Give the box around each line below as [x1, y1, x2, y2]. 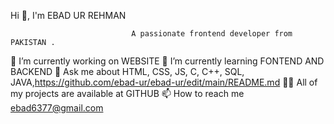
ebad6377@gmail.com [10, 102, 104, 114]
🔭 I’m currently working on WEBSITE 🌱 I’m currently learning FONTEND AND [10, 55, 325, 67]
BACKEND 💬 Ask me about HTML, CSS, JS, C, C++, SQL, [10, 66, 245, 77]
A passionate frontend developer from [131, 29, 293, 39]
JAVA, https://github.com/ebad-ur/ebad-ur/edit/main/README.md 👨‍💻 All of [10, 76, 318, 88]
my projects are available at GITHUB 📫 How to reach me [10, 88, 245, 99]
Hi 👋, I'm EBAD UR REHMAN [10, 10, 127, 21]
